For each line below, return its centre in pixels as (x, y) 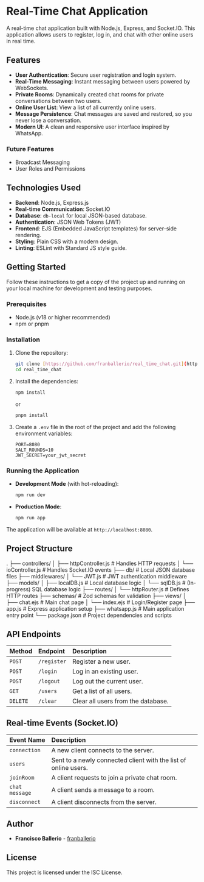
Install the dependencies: (47, 382)
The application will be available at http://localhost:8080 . (80, 529)
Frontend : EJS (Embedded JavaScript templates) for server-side (96, 228)
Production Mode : (38, 507)
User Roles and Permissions (50, 169)
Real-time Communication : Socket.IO (63, 209)
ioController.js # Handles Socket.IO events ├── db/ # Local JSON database (101, 570)
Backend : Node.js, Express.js (52, 202)
